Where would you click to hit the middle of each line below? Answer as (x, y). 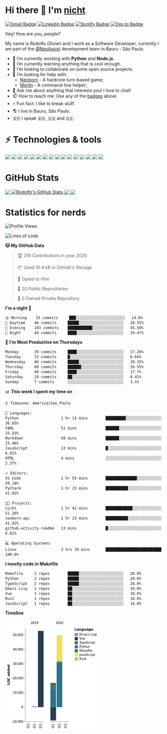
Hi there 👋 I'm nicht (45, 10)
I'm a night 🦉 (18, 308)
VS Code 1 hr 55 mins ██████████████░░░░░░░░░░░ (83, 478)
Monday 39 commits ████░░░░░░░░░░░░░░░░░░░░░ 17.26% (74, 352)
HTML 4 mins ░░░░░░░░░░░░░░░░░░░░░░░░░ (83, 458)
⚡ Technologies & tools (53, 140)
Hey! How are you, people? (33, 34)
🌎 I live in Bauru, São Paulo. (41, 111)
